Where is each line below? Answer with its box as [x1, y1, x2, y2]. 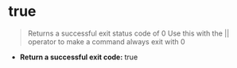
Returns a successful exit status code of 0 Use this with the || [27, 28, 230, 38]
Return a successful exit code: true [19, 52, 138, 62]
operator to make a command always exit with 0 [27, 36, 185, 46]
